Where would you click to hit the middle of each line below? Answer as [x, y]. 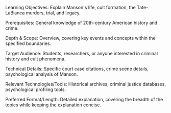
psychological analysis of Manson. [42, 74]
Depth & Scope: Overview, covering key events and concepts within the [80, 38]
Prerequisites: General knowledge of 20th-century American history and [81, 23]
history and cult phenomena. [35, 59]
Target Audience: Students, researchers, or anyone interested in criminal [82, 53]
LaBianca [15, 13]
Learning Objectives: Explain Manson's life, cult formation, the [71, 7]
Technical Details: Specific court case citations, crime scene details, [77, 69]
